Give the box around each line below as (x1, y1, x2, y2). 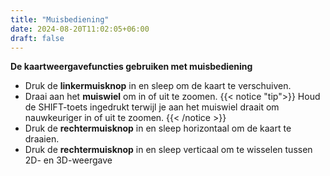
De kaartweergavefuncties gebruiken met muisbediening (10, 61, 253, 73)
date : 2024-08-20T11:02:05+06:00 (10, 24, 150, 34)
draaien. (24, 133, 60, 145)
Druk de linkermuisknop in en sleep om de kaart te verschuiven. (24, 80, 292, 92)
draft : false (10, 33, 65, 43)
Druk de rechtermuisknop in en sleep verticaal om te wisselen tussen (24, 144, 313, 156)
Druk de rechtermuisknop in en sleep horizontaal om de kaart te (24, 122, 292, 135)
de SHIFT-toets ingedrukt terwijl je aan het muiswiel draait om (24, 101, 280, 113)
